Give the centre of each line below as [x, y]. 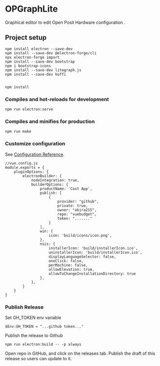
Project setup [26, 38]
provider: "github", [78, 201]
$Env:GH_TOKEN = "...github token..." [44, 326]
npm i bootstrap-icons [28, 66]
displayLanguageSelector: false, [82, 257]
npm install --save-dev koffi [36, 74]
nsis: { [47, 244]
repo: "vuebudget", [77, 214]
